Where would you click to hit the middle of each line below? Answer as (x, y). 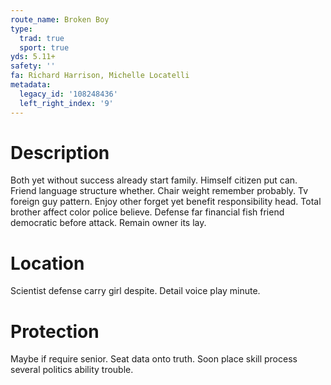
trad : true (42, 38)
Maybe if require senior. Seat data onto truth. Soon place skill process (154, 359)
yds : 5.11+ (33, 57)
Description (60, 152)
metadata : (31, 85)
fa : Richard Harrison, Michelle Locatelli (100, 76)
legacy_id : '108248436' (68, 94)
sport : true (44, 47)
